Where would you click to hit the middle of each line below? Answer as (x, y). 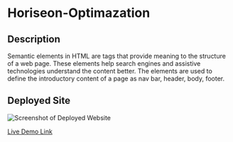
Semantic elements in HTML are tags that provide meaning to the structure (116, 56)
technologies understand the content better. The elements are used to (110, 71)
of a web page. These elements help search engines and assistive (104, 64)
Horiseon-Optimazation (79, 13)
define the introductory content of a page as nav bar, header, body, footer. (116, 78)
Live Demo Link (30, 131)
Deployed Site (39, 101)
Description (34, 39)
